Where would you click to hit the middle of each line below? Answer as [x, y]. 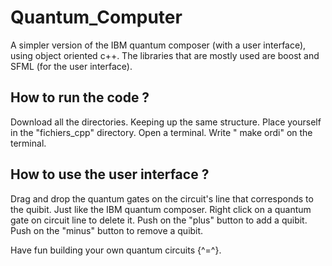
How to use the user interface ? [110, 174]
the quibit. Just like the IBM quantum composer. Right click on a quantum [161, 209]
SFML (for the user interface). [71, 66]
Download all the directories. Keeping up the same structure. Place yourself [166, 122]
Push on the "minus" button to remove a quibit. [107, 230]
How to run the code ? [80, 97]
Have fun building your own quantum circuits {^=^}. [116, 250]
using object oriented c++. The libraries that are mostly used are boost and [165, 55]
